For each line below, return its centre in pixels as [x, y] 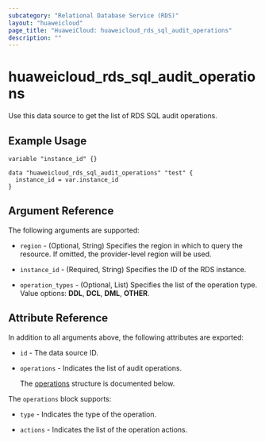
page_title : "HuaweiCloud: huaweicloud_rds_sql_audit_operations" [120, 30]
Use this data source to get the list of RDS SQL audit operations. [113, 116]
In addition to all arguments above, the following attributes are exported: [126, 337]
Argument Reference [61, 211]
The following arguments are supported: [74, 230]
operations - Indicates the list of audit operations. [101, 368]
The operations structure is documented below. [97, 383]
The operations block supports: [60, 398]
